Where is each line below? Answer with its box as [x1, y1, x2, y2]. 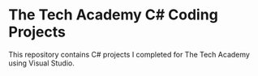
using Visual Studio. [8, 58, 75, 68]
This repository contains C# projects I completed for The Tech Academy [8, 49, 250, 59]
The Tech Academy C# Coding [8, 6, 219, 24]
